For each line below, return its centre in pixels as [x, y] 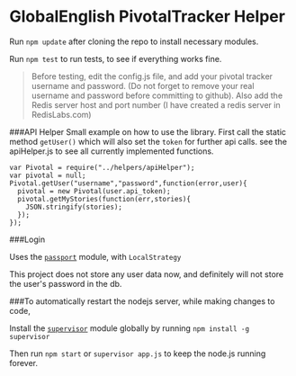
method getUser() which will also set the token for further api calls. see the [148, 141]
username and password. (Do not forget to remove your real [143, 85]
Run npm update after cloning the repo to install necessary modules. [134, 41]
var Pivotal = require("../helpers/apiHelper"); [102, 167]
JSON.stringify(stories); [74, 207]
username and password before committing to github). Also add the [157, 95]
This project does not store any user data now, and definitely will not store [147, 274]
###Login [27, 239]
